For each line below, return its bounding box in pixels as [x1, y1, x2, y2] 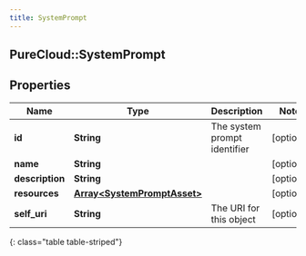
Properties [9, 78, 71, 94]
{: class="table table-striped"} [9, 236, 123, 247]
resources [14, 187, 59, 200]
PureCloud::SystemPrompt [9, 47, 166, 63]
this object [210, 212, 257, 225]
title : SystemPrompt [9, 13, 88, 23]
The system [210, 120, 261, 133]
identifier [210, 143, 250, 155]
